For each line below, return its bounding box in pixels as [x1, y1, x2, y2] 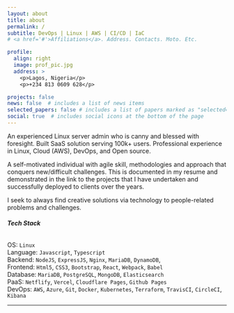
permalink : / [7, 23, 45, 30]
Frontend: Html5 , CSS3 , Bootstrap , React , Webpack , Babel [7, 263, 164, 271]
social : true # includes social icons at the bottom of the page [7, 113, 204, 120]
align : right [13, 55, 52, 63]
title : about [7, 17, 45, 24]
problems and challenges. [7, 203, 81, 211]
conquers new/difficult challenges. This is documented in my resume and [7, 168, 218, 176]
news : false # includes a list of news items [7, 100, 145, 107]
